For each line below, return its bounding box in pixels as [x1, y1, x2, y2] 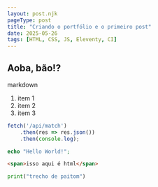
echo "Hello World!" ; [7, 148, 71, 155]
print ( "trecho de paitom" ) [7, 173, 86, 180]
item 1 [17, 93, 35, 102]
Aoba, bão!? [7, 62, 62, 74]
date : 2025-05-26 [7, 29, 58, 37]
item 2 [17, 101, 36, 110]
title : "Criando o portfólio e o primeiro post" [7, 23, 152, 30]
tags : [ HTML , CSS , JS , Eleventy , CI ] [7, 36, 117, 43]
